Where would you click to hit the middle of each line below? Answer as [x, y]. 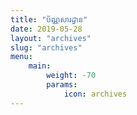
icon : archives [95, 94]
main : [40, 66]
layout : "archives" [51, 38]
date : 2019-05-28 [46, 29]
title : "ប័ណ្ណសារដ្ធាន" [49, 19]
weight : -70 [71, 76]
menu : [21, 57]
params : [62, 85]
